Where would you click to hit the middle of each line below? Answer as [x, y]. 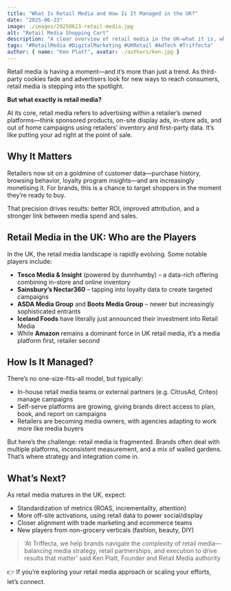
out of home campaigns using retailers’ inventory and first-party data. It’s [111, 127]
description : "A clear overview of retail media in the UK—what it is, [112, 39]
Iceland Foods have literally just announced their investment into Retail [117, 318]
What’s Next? [37, 478]
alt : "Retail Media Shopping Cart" [58, 33]
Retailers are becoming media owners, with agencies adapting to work [117, 422]
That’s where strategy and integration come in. [73, 457]
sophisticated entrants [49, 311]
